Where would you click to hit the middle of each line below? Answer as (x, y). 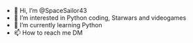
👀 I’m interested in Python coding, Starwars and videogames (100, 18)
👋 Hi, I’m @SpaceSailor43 (50, 11)
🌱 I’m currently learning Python (58, 25)
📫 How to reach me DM (48, 33)
